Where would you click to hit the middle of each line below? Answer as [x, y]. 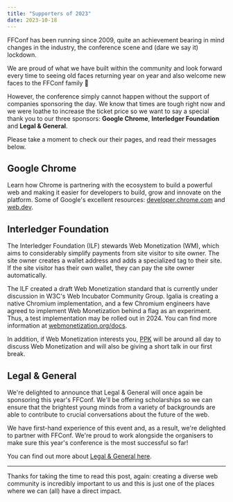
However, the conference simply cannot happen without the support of [109, 96]
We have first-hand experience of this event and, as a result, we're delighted [116, 428]
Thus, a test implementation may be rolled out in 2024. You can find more [112, 318]
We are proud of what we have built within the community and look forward [115, 68]
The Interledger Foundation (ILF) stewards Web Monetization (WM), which [113, 246]
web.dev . [20, 207]
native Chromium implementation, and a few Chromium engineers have [109, 303]
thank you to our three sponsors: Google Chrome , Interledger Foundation [113, 118]
